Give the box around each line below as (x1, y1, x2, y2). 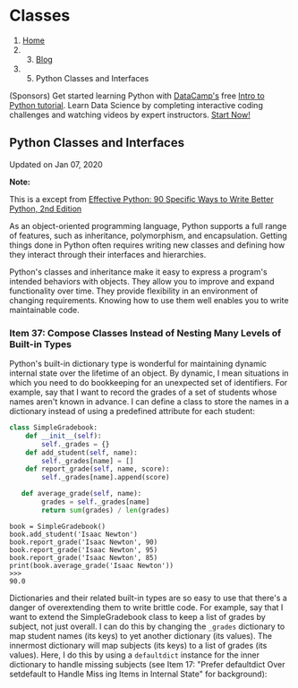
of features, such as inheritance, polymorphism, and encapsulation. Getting (9, 230, 288, 241)
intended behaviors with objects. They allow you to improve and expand (9, 276, 275, 286)
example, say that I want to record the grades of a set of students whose (9, 386, 277, 398)
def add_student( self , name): (25, 448, 139, 457)
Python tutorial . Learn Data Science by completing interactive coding (9, 99, 264, 110)
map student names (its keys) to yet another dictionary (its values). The (9, 630, 273, 641)
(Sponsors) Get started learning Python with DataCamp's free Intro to (9, 90, 266, 101)
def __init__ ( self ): (25, 431, 102, 440)
